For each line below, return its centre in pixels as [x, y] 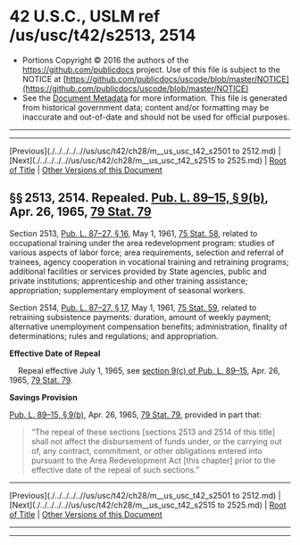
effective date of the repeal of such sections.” [115, 469]
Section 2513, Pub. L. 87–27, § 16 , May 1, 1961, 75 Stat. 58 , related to [133, 233]
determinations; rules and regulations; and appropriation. [114, 335]
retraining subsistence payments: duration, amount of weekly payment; [140, 317]
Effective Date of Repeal [55, 353]
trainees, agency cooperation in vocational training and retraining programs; [149, 261]
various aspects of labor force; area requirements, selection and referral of [146, 252]
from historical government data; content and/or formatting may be [146, 107]
